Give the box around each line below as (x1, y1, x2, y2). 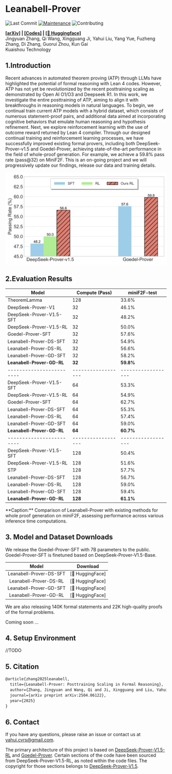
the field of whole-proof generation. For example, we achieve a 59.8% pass (5, 151, 165, 157)
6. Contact (5, 718, 39, 726)
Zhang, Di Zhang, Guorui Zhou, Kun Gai (5, 41, 88, 47)
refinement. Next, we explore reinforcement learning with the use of (5, 124, 148, 130)
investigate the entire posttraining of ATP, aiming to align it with (5, 96, 139, 103)
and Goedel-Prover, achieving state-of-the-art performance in (30, 146, 162, 152)
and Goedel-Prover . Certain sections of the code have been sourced (12, 752, 156, 759)
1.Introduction (5, 61, 51, 70)
